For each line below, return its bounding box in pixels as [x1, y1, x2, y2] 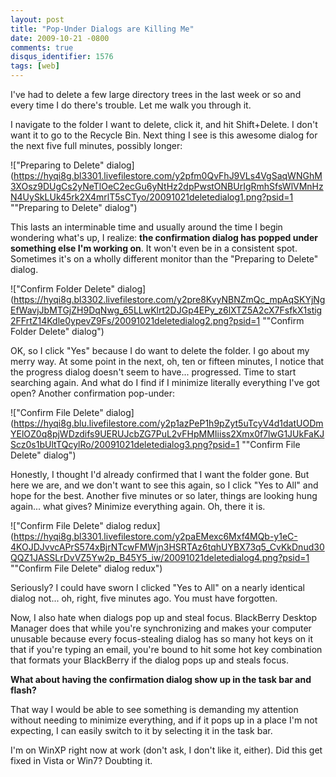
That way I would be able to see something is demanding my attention [10, 704, 299, 715]
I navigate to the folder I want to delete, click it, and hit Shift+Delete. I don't [10, 119, 318, 130]
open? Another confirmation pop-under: [10, 387, 176, 399]
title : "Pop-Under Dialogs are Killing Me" [10, 24, 195, 34]
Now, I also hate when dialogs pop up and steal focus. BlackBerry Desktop [10, 612, 318, 623]
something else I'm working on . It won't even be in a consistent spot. [10, 242, 298, 254]
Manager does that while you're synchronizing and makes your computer [10, 622, 312, 634]
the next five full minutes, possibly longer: [10, 140, 183, 151]
